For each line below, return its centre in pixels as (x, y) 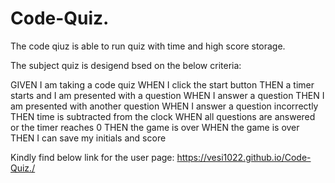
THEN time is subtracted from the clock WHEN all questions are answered (163, 116)
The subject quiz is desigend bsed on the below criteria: (126, 65)
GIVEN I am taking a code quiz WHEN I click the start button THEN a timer (162, 84)
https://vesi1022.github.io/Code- (244, 157)
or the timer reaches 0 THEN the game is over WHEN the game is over (155, 127)
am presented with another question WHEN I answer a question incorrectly (164, 106)
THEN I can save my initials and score (88, 138)
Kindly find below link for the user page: (92, 157)
